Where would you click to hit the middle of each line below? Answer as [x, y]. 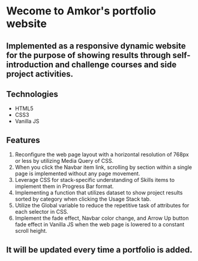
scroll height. [31, 231]
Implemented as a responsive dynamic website [96, 46]
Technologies [32, 94]
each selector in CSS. [42, 212]
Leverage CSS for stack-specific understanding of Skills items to [95, 180]
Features [23, 140]
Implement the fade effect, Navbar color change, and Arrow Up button [102, 218]
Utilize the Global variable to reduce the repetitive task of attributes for [102, 205]
